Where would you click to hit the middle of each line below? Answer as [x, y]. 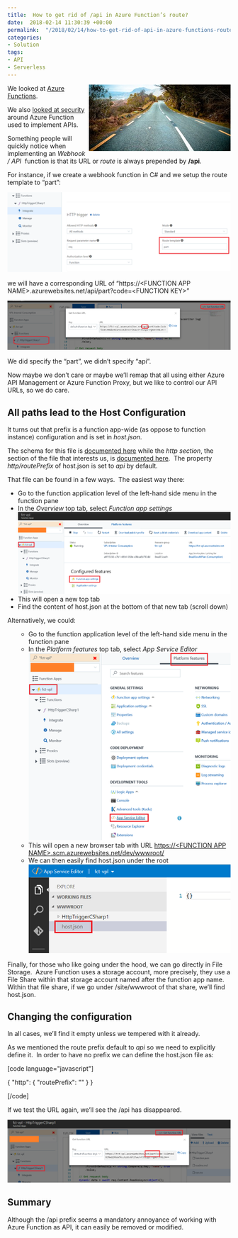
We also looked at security [46, 109]
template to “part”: [34, 182]
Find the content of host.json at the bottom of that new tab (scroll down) [123, 607]
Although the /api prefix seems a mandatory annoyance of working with [112, 1220]
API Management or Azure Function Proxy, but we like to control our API [112, 383]
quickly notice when [37, 146]
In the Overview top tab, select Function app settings [95, 508]
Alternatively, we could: [41, 620]
